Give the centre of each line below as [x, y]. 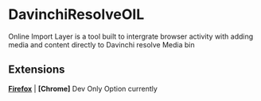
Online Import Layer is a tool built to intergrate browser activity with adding [131, 36]
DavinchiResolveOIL [76, 15]
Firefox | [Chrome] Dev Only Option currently [83, 88]
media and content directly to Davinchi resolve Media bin [101, 44]
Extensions [37, 70]
